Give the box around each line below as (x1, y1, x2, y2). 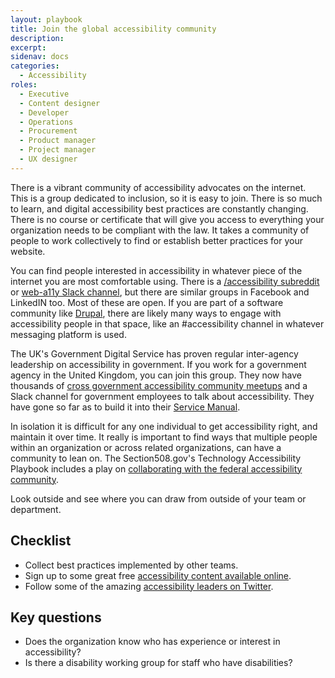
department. (10, 503, 62, 515)
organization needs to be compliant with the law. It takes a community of (10, 224, 310, 236)
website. (10, 245, 46, 257)
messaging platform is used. (10, 328, 127, 340)
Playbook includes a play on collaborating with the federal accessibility (10, 462, 303, 475)
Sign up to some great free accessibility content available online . (24, 569, 292, 581)
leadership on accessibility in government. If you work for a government (10, 358, 307, 370)
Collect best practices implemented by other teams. (24, 559, 239, 571)
